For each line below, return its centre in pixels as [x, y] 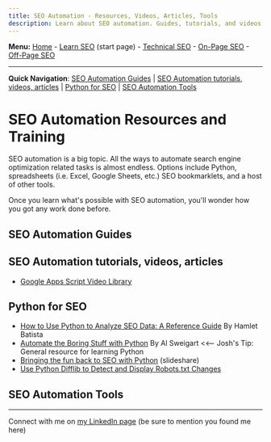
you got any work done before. [60, 209]
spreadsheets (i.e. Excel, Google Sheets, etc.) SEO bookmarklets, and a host [135, 176]
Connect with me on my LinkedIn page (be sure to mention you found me [130, 422]
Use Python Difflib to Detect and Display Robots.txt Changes [121, 369]
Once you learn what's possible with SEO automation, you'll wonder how [129, 200]
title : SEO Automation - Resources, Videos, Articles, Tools [113, 16]
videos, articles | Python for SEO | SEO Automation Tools [103, 86]
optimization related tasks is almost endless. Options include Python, [123, 167]
